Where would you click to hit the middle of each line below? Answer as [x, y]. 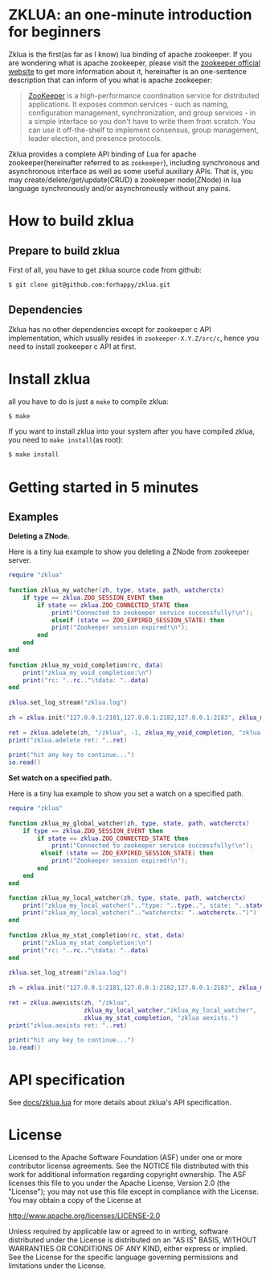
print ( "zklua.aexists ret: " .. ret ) [68, 1025]
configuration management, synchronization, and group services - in [142, 112]
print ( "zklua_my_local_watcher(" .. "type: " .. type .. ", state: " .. [135, 905]
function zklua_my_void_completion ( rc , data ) [86, 665]
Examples [33, 516]
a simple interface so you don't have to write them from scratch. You [141, 121]
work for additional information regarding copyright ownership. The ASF [127, 1174]
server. [20, 560]
